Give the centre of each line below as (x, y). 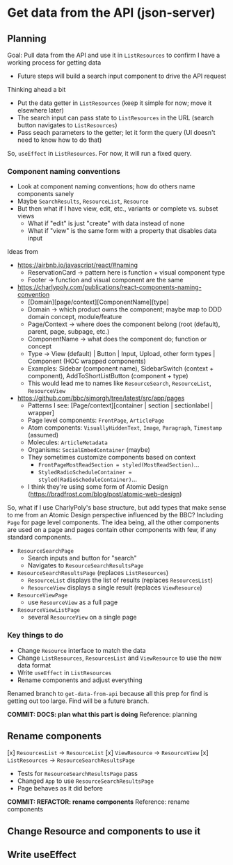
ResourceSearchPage (46, 551)
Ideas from (23, 252)
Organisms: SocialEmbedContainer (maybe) (89, 450)
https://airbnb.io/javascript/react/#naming (77, 265)
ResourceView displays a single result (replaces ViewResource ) (115, 588)
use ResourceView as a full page (73, 602)
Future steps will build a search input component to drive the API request (122, 76)
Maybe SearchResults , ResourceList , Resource (83, 201)
